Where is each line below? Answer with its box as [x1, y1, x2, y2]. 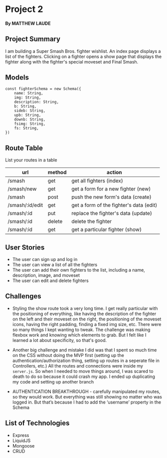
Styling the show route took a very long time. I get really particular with [12, 305, 158, 311]
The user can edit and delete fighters [12, 277, 89, 283]
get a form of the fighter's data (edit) [71, 201, 158, 208]
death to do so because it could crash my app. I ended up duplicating [12, 373, 156, 379]
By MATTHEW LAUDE [5, 20, 51, 26]
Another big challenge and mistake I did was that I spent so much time [12, 346, 157, 353]
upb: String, [14, 112, 41, 118]
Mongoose [12, 442, 35, 448]
